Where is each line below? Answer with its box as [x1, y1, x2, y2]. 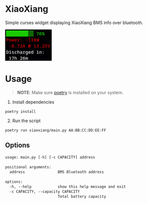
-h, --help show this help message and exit [9, 184, 126, 189]
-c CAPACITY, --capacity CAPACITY [9, 189, 80, 194]
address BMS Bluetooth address [9, 169, 104, 175]
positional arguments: [5, 164, 51, 170]
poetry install [5, 109, 36, 114]
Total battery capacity [57, 194, 106, 199]
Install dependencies [12, 99, 55, 105]
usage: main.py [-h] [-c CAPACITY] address [5, 154, 96, 160]
